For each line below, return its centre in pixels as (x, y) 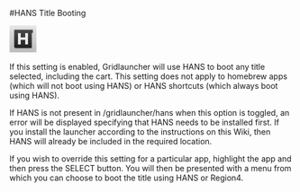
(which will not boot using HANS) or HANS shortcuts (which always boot (144, 86)
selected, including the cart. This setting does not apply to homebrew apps (149, 76)
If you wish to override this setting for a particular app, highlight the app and (150, 159)
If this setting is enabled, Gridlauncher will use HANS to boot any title (137, 67)
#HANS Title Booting (48, 13)
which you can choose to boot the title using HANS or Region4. (127, 178)
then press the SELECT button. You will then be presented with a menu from (150, 168)
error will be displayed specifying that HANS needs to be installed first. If (144, 122)
